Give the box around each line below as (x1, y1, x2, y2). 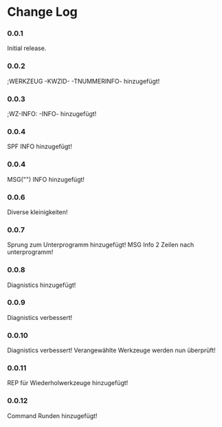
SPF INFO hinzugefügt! (7, 142, 72, 151)
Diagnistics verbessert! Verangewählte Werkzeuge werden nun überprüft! (7, 346, 217, 354)
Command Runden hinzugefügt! (7, 411, 98, 419)
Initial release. (7, 44, 47, 52)
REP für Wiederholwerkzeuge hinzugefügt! (7, 379, 129, 387)
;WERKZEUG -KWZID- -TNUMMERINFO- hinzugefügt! (7, 77, 160, 85)
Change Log (7, 4, 78, 20)
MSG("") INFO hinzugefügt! (7, 175, 85, 183)
